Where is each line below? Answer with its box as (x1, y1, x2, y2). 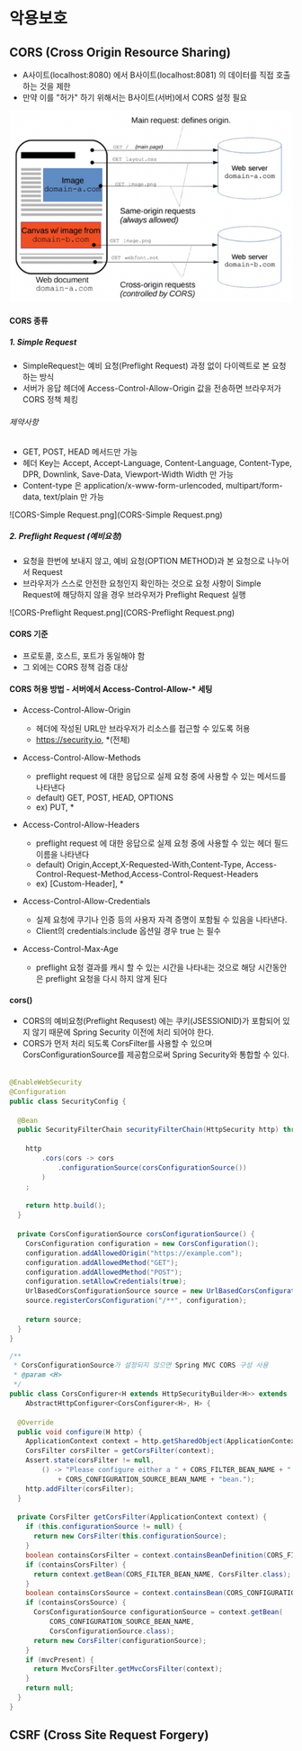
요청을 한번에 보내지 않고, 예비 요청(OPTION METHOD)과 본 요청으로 (22, 555, 266, 566)
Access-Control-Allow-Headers (22, 820, 140, 831)
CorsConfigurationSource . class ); (49, 1626, 175, 1636)
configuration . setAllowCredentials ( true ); (25, 1277, 187, 1287)
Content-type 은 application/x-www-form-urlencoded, (22, 480, 225, 490)
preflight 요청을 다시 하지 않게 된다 (45, 974, 168, 984)
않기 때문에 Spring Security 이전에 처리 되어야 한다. (31, 1027, 214, 1037)
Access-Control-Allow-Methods (22, 752, 141, 763)
